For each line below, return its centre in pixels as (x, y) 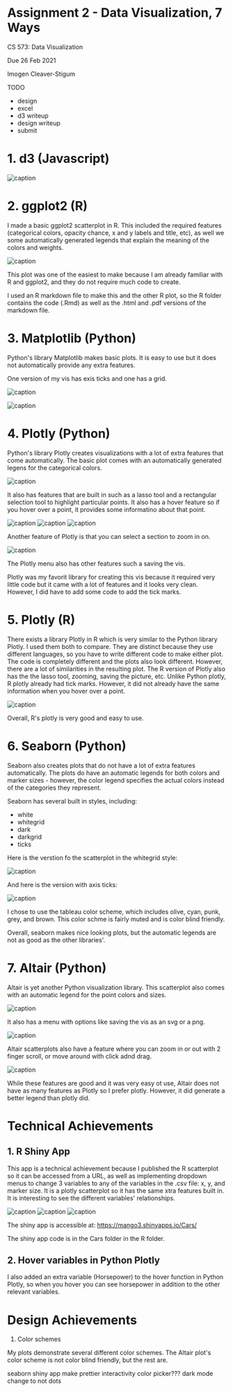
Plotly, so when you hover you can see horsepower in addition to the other (114, 1284)
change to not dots (34, 1381)
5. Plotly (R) (41, 619)
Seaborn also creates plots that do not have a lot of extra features (102, 765)
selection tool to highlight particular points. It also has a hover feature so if (114, 502)
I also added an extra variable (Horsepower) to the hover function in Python (115, 1277)
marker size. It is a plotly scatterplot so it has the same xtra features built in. (116, 1190)
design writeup (39, 123)
